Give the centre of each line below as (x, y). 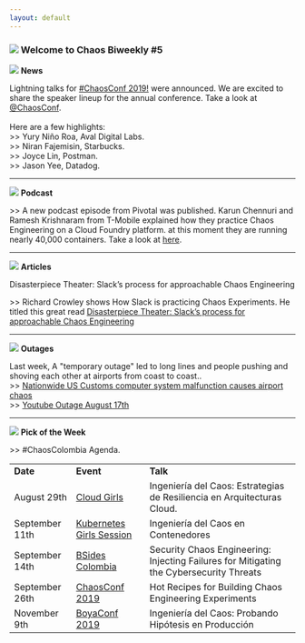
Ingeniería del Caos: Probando (214, 613)
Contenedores (180, 535)
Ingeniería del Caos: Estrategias (217, 486)
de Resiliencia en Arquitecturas (216, 497)
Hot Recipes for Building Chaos (216, 587)
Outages (37, 348)
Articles (36, 266)
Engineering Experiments (203, 598)
